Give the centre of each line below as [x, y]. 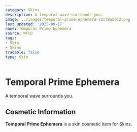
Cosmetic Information [41, 112]
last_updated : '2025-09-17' [35, 24]
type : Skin [17, 57]
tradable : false [22, 52]
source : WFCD [19, 33]
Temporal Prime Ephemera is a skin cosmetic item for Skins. [69, 124]
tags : [11, 38]
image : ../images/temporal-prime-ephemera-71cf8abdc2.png [68, 19]
